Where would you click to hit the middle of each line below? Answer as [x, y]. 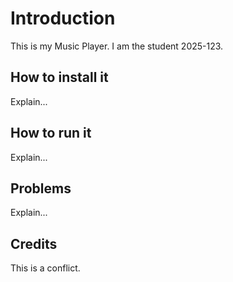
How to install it [59, 77]
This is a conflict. [45, 268]
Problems [41, 188]
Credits [34, 243]
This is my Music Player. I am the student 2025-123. [117, 46]
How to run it [51, 133]
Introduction [63, 18]
